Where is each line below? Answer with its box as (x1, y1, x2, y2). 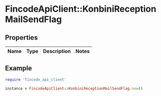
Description (43, 48, 71, 54)
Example (5, 64, 32, 72)
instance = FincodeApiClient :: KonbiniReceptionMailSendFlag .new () (5, 86, 143, 91)
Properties (5, 33, 38, 42)
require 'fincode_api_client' (5, 77, 67, 82)
